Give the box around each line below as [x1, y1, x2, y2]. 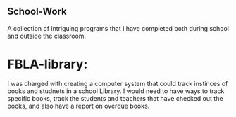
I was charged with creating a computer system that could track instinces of [7, 79, 228, 88]
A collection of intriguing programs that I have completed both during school [7, 24, 229, 32]
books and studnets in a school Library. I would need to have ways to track [7, 87, 225, 95]
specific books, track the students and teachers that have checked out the [7, 94, 223, 102]
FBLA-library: [7, 56, 88, 72]
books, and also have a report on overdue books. [7, 102, 150, 110]
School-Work [7, 6, 67, 18]
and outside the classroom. [7, 32, 87, 40]
